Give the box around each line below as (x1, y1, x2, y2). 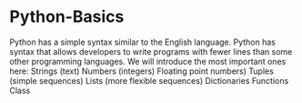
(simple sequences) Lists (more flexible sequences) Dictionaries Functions (9, 75, 289, 86)
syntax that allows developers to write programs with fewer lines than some (9, 46, 293, 57)
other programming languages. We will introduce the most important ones (9, 56, 287, 67)
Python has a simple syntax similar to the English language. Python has (9, 36, 276, 47)
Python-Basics (9, 6, 125, 27)
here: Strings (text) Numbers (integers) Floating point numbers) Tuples (9, 66, 275, 77)
